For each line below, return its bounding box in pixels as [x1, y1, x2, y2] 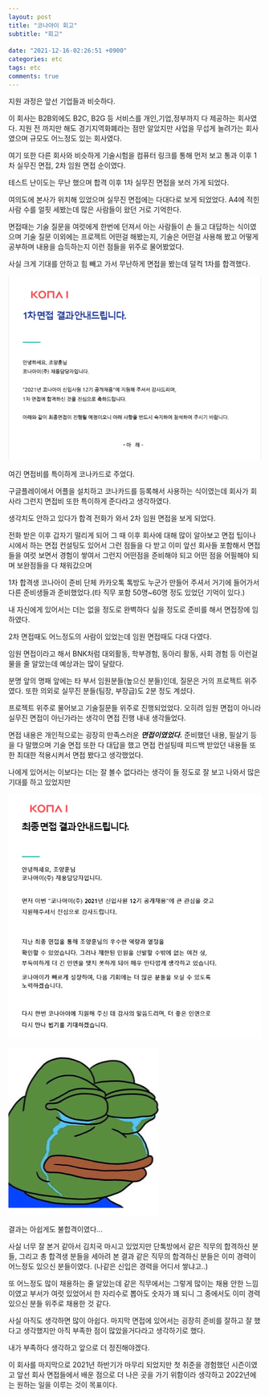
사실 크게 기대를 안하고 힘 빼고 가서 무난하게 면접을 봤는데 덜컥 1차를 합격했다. [8, 259, 251, 268]
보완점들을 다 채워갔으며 [16, 560, 92, 570]
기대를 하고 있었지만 [8, 777, 71, 787]
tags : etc [8, 64, 42, 72]
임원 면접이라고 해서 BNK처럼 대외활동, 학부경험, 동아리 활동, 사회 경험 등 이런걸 [8, 649, 259, 658]
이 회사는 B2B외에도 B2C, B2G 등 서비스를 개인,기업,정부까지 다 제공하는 [8, 113, 236, 123]
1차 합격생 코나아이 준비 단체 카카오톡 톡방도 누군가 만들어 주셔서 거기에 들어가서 [8, 577, 259, 587]
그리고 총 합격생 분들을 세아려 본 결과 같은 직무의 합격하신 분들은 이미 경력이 [18, 1251, 257, 1261]
